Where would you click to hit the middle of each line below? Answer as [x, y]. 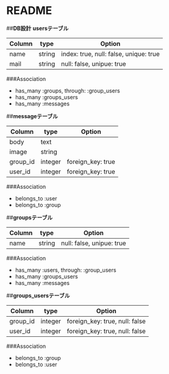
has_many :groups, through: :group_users [67, 90]
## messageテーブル [32, 116]
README [29, 11]
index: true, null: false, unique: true [110, 54]
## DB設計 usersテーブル [38, 28]
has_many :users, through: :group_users [66, 270]
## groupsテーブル [30, 217]
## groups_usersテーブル [38, 295]
